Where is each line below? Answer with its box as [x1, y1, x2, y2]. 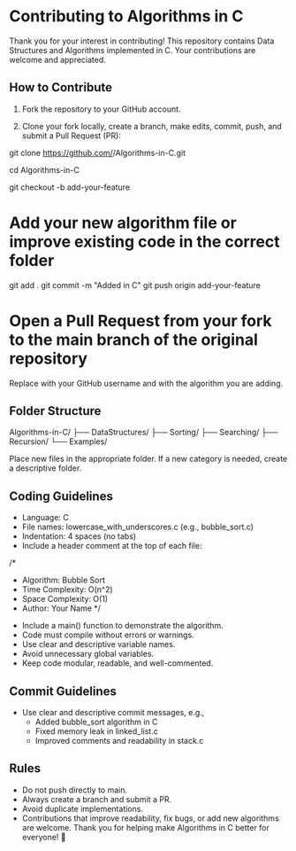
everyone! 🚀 [21, 831, 66, 842]
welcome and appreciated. [9, 54, 106, 65]
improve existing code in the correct [9, 231, 280, 252]
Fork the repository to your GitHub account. [21, 104, 181, 114]
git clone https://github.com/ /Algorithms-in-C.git [9, 147, 186, 158]
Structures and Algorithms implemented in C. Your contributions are [9, 44, 256, 55]
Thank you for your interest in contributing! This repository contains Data [9, 35, 275, 46]
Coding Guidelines [9, 488, 113, 504]
